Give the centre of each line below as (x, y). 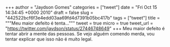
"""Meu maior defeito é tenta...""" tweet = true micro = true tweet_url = (79, 23)
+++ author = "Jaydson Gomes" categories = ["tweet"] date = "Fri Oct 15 (81, 7)
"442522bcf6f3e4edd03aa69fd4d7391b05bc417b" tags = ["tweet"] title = (83, 18)
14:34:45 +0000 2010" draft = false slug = (49, 12)
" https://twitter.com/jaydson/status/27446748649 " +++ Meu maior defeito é (85, 28)
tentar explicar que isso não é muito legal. (49, 39)
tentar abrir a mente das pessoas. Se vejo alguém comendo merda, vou (80, 34)
